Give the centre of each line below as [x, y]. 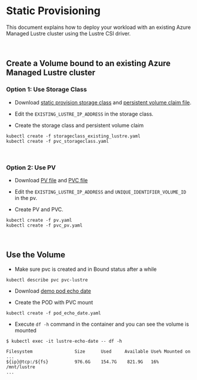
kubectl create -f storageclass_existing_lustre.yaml [74, 136]
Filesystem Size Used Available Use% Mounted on [98, 351]
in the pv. [26, 198]
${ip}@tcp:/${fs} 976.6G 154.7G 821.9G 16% [83, 362]
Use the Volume [36, 255]
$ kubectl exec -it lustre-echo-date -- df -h [64, 341]
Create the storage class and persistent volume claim [79, 125]
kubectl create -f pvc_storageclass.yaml [58, 141]
